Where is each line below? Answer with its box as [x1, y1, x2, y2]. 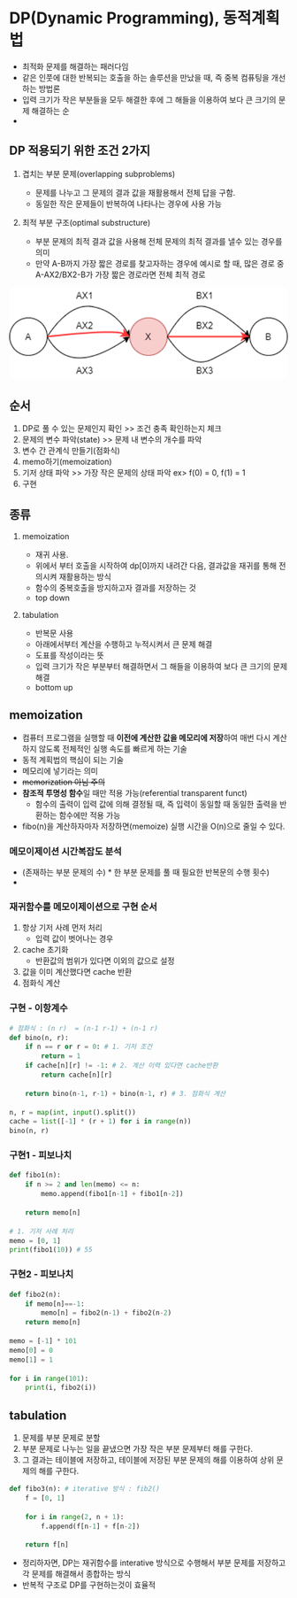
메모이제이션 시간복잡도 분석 [9, 845, 122, 857]
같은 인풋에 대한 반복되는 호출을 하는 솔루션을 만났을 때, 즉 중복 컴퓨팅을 [21, 72, 270, 82]
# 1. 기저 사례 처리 [9, 1227, 73, 1236]
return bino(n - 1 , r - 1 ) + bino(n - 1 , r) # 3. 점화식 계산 [25, 1089, 226, 1098]
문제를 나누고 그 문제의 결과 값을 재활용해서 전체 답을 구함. [34, 187, 236, 197]
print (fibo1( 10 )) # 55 [9, 1246, 93, 1254]
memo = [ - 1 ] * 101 [9, 1337, 77, 1346]
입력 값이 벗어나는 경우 [34, 933, 114, 944]
